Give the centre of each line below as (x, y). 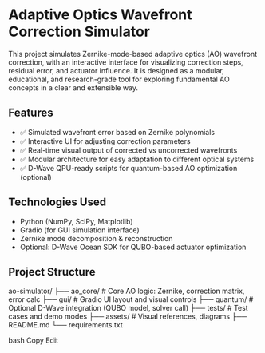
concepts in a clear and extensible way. (73, 87)
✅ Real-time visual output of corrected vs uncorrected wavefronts (129, 150)
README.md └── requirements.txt (66, 325)
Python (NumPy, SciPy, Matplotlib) (76, 221)
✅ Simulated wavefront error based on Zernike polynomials (117, 132)
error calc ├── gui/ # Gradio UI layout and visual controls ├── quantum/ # (131, 299)
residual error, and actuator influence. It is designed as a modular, (117, 70)
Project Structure (52, 272)
